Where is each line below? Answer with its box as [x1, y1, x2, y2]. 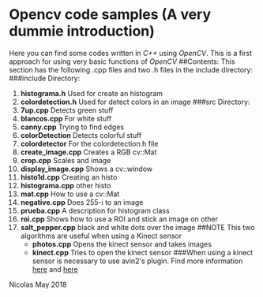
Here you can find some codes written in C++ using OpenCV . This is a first [9, 48, 252, 58]
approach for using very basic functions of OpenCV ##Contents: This [9, 57, 235, 66]
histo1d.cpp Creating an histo [20, 172, 118, 182]
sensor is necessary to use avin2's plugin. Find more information [32, 256, 243, 265]
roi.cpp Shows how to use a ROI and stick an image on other [20, 214, 218, 224]
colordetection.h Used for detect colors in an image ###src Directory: [20, 97, 250, 106]
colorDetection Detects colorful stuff [20, 130, 142, 139]
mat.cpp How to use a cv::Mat [20, 189, 120, 199]
